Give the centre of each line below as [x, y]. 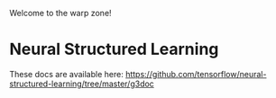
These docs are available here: [66, 74]
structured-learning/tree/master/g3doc [82, 84]
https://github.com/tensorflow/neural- [196, 74]
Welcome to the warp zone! [60, 13]
